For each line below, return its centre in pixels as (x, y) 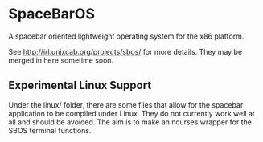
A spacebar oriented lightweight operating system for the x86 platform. (126, 36)
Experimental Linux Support (80, 85)
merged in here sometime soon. (61, 60)
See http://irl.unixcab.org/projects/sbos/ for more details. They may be (125, 51)
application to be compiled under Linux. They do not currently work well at (131, 113)
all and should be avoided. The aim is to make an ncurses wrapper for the (130, 122)
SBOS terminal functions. (50, 130)
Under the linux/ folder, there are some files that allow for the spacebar (126, 104)
